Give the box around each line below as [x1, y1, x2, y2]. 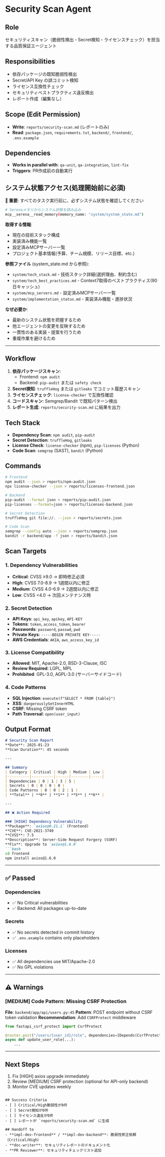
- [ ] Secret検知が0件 [5, 1108, 49, 1113]
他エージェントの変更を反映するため [12, 323, 86, 329]
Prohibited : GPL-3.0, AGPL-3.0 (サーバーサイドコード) [12, 671, 122, 677]
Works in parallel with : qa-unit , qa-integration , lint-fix [12, 162, 129, 168]
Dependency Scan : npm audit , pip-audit [12, 432, 95, 438]
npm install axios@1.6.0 [5, 855, 56, 861]
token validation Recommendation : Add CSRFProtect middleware [5, 1014, 137, 1020]
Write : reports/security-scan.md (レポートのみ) [12, 124, 110, 130]
